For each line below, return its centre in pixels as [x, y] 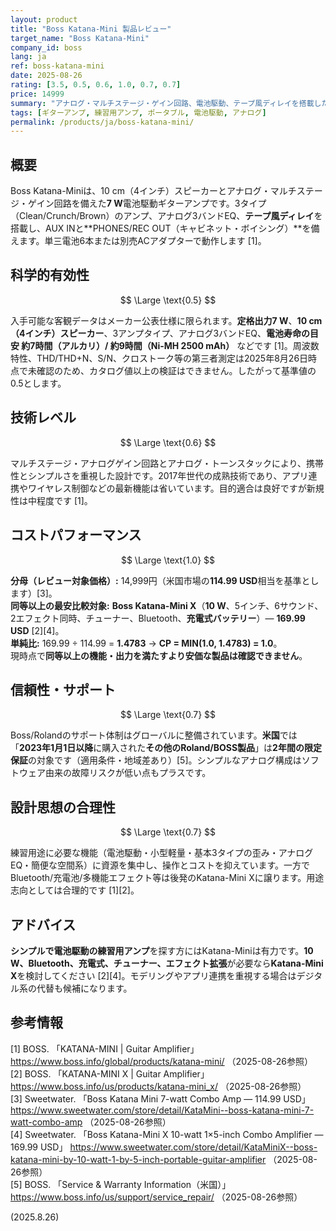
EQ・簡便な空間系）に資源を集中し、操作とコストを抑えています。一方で [160, 865]
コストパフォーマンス [76, 535]
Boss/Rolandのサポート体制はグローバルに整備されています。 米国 [145, 735]
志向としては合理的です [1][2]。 [75, 890]
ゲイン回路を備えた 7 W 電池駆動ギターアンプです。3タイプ [147, 203]
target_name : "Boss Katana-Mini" [80, 38]
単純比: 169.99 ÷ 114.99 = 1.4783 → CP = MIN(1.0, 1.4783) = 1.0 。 [146, 643]
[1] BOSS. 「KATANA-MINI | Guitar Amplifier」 [105, 1048]
